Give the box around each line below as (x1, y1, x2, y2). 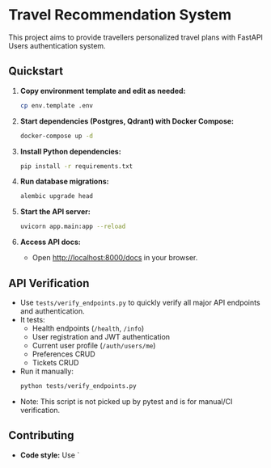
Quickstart (8, 65, 64, 78)
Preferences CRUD (32, 349, 95, 359)
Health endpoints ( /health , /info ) (32, 323, 145, 333)
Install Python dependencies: (19, 146, 121, 156)
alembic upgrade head (19, 192, 93, 200)
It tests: (19, 314, 46, 324)
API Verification (8, 276, 90, 290)
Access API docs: (19, 237, 81, 247)
